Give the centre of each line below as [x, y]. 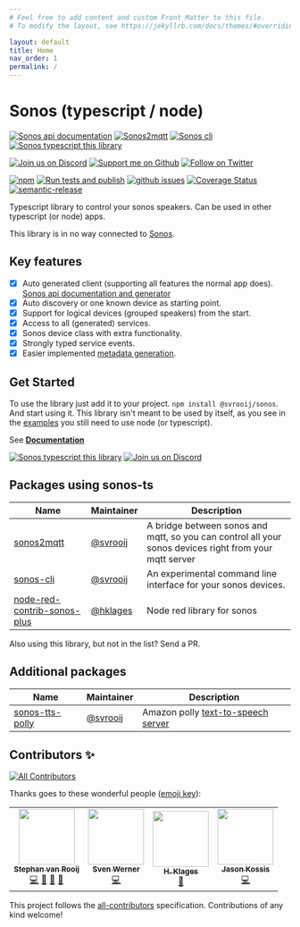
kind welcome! [36, 915]
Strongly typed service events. [79, 343]
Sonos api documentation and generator [96, 293]
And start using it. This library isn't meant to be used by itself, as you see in [147, 413]
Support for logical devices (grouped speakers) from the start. [137, 313]
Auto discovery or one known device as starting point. [121, 303]
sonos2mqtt [39, 542]
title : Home [31, 50]
